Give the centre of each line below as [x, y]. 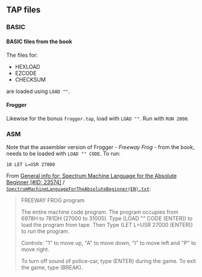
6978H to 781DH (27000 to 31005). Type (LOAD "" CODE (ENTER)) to [107, 218]
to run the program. [45, 231]
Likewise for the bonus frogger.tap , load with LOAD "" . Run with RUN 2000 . [98, 118]
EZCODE [26, 73]
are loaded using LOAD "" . [38, 91]
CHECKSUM [30, 79]
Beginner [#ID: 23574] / [36, 182]
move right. [35, 249]
